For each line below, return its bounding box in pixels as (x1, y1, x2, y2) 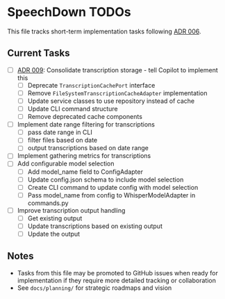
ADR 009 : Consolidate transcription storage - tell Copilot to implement (17, 65, 219, 74)
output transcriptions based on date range (27, 144, 149, 152)
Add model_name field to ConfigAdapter (27, 168, 144, 176)
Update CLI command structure (27, 105, 118, 113)
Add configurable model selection (17, 159, 115, 168)
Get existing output (27, 213, 83, 223)
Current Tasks (7, 47, 70, 59)
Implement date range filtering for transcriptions (17, 120, 155, 129)
